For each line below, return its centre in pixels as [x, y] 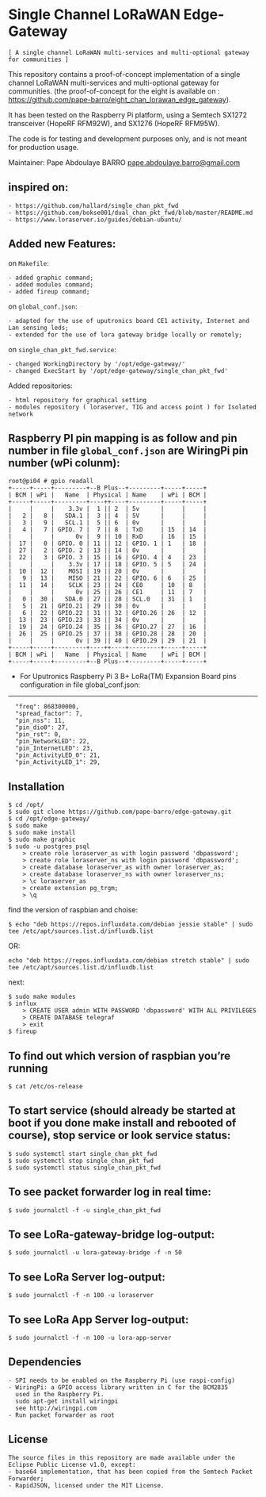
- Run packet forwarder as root [61, 1415]
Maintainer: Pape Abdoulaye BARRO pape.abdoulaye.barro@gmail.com [124, 162]
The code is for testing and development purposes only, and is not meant [128, 138]
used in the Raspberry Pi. [60, 1394]
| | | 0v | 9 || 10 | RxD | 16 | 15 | [108, 537]
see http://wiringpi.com [56, 1408]
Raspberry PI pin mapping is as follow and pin [123, 438]
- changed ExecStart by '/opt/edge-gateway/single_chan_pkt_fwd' [118, 370]
